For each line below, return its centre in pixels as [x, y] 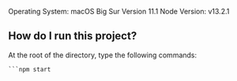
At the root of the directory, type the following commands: [103, 55]
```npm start [30, 69]
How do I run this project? [73, 36]
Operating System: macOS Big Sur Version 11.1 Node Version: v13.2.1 [119, 11]
